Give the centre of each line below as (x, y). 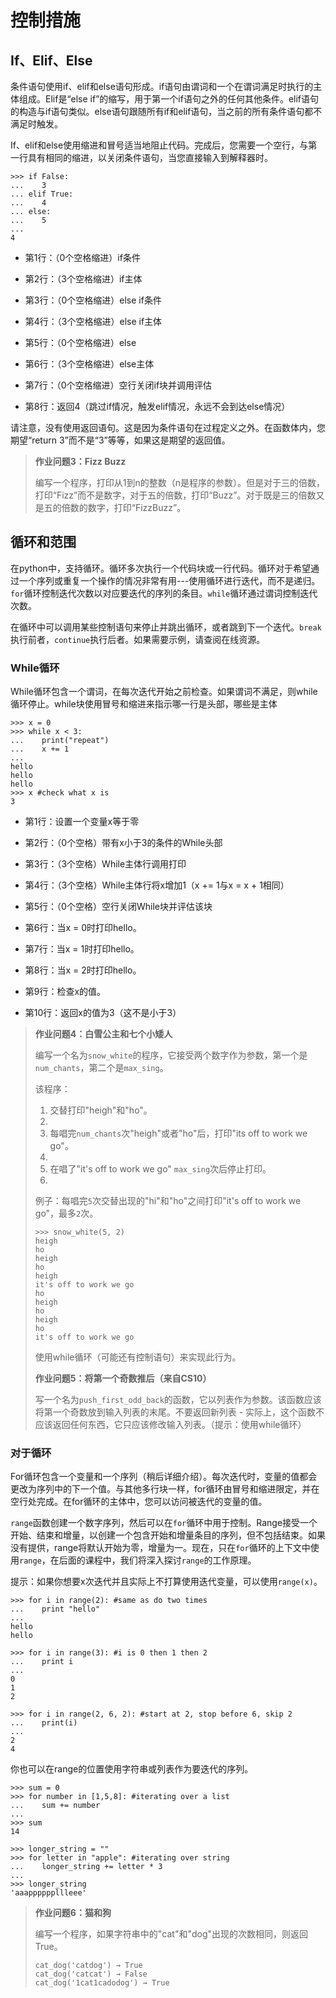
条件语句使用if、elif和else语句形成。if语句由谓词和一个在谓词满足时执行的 (162, 86)
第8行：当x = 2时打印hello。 (83, 970)
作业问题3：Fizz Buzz (80, 461)
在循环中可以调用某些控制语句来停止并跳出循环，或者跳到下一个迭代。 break (166, 627)
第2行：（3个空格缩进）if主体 (83, 279)
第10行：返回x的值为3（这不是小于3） (103, 1013)
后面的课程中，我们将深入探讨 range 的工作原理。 (157, 1560)
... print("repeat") (60, 741)
